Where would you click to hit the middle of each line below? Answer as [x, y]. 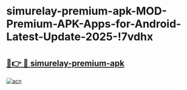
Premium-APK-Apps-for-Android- [94, 24]
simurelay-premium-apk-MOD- [87, 11]
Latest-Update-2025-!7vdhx [80, 37]
